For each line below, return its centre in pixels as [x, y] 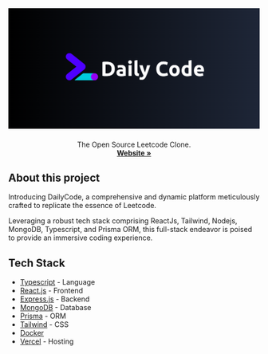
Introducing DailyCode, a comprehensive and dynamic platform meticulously [134, 197]
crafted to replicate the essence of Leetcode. [83, 206]
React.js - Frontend [51, 291]
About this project [54, 178]
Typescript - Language [57, 282]
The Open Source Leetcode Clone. [134, 144]
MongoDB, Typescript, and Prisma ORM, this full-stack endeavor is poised [130, 230]
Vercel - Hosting [47, 341]
